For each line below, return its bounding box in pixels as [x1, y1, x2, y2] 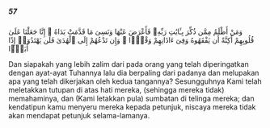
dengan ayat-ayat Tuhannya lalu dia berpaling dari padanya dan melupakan [8, 68, 259, 77]
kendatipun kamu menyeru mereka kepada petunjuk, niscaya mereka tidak [8, 101, 256, 112]
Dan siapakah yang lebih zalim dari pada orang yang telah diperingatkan [8, 59, 249, 68]
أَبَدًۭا [8, 43, 29, 53]
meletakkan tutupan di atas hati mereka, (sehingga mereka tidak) [8, 85, 225, 94]
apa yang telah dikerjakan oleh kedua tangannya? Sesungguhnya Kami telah [8, 76, 263, 86]
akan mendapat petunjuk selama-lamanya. [8, 110, 150, 120]
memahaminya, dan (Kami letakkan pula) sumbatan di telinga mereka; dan [8, 93, 255, 103]
